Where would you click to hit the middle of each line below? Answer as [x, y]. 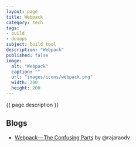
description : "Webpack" [35, 50]
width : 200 [25, 83]
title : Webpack [25, 17]
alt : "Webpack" [30, 66]
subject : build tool [31, 45]
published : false [27, 55]
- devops [17, 39]
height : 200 [26, 88]
